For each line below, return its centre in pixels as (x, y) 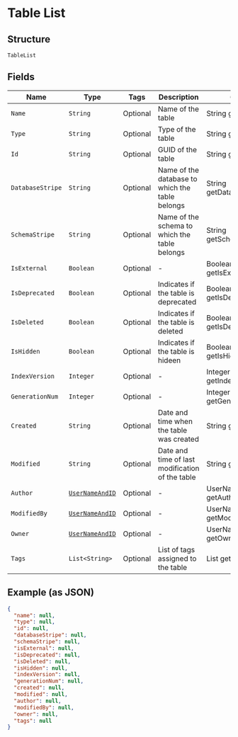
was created (179, 439)
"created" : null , (39, 688)
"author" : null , (38, 701)
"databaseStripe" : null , (50, 635)
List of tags (177, 549)
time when (176, 421)
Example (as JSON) (51, 593)
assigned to (177, 559)
